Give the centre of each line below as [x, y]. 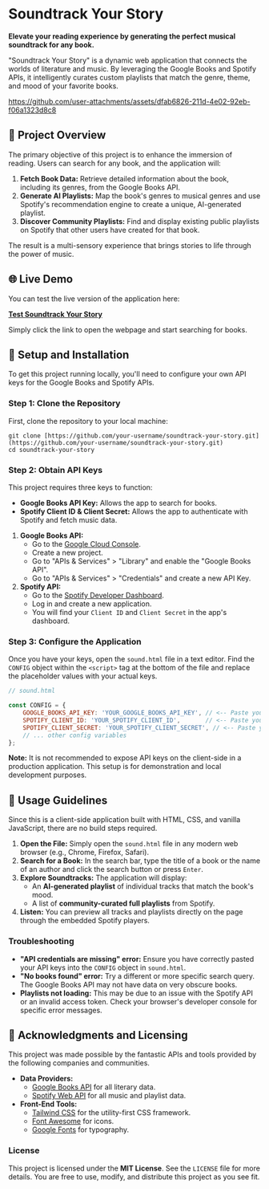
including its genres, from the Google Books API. [100, 187]
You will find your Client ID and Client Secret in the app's [129, 612]
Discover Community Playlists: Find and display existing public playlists [140, 221]
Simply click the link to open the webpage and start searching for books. [128, 329]
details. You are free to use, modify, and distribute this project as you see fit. [134, 1176]
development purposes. [48, 775]
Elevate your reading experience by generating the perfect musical [122, 36]
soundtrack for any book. [51, 44]
